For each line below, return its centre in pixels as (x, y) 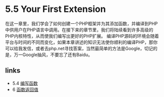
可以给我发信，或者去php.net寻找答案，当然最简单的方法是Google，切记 (79, 48)
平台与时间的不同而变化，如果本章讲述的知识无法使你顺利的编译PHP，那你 (82, 42)
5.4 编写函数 (25, 83)
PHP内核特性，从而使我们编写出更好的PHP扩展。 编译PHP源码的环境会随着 (82, 36)
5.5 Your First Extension (55, 9)
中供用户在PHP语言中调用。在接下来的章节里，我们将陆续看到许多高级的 (79, 30)
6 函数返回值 (25, 89)
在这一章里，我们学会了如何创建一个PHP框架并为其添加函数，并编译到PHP (82, 23)
